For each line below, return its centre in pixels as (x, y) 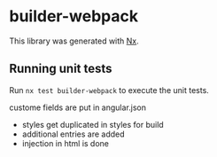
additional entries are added (74, 134)
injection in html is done (65, 143)
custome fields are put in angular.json (77, 107)
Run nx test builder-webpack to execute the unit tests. (109, 90)
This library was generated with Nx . (74, 41)
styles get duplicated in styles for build (93, 124)
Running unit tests (61, 69)
